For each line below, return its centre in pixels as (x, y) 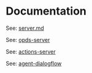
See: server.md (25, 28)
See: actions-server (31, 51)
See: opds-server (28, 40)
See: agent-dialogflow (34, 63)
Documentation (46, 11)
